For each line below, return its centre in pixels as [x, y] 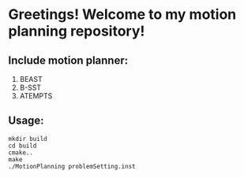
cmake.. [21, 152]
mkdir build [28, 139]
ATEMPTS [36, 96]
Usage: [26, 121]
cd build [23, 146]
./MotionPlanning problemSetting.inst [72, 166]
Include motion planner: [68, 60]
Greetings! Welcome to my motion [122, 15]
